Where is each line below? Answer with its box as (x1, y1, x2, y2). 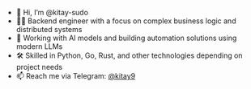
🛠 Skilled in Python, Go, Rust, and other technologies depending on (15, 51, 243, 60)
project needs (15, 63, 63, 71)
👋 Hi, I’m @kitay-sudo (15, 8, 89, 17)
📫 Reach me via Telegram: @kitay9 (15, 71, 136, 80)
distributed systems (15, 25, 83, 34)
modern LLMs (15, 42, 63, 51)
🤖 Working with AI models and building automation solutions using (15, 33, 237, 42)
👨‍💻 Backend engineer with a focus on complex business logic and (15, 16, 236, 26)
